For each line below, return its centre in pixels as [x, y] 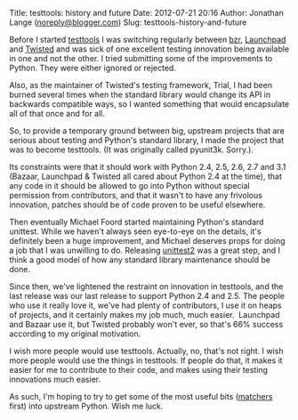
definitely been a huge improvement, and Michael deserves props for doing [148, 241]
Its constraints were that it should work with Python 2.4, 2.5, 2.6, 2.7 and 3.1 [148, 167]
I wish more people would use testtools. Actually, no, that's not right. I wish [146, 351]
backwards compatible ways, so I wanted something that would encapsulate [149, 104]
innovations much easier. [55, 379]
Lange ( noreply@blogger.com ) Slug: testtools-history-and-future [128, 22]
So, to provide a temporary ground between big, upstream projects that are [147, 131]
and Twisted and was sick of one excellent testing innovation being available [149, 49]
